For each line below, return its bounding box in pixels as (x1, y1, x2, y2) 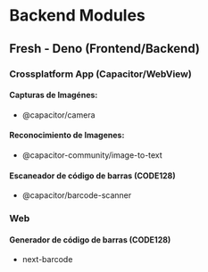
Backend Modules (9, 5, 146, 26)
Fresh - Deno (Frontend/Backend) (9, 41, 201, 56)
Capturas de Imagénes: (9, 90, 98, 101)
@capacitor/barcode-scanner (21, 190, 132, 201)
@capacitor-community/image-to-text (21, 149, 162, 161)
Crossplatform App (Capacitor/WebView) (9, 68, 192, 80)
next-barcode (21, 254, 73, 265)
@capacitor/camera (21, 109, 96, 120)
